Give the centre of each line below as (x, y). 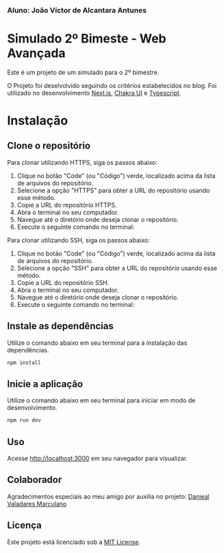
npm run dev (24, 420)
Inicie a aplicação (45, 384)
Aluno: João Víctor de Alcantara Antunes (77, 10)
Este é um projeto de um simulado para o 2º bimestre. (83, 72)
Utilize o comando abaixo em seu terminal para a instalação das (97, 343)
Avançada (37, 53)
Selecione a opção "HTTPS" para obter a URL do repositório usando (113, 190)
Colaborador (35, 480)
